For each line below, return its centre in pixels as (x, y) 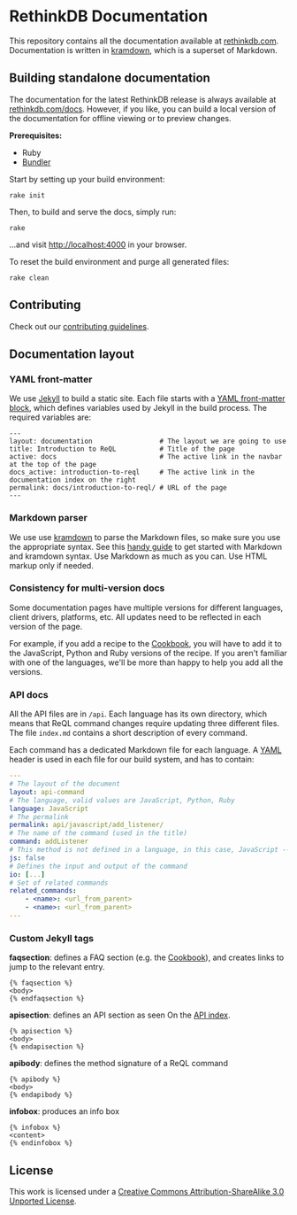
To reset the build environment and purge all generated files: (119, 261)
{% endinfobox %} (41, 1143)
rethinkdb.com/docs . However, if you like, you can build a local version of (143, 109)
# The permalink (39, 816)
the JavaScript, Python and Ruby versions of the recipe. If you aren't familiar (148, 653)
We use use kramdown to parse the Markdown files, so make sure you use (145, 537)
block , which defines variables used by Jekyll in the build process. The (138, 408)
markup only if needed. (52, 565)
